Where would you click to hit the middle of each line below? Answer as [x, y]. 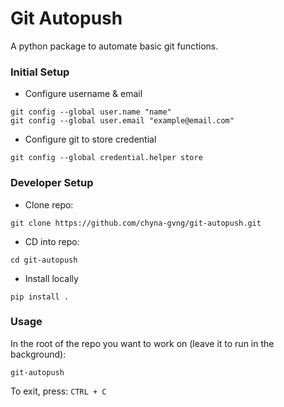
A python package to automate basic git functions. [114, 46]
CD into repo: [52, 241]
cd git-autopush [44, 260]
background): [38, 354]
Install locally [51, 278]
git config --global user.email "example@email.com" [122, 121]
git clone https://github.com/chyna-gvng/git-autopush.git [136, 223]
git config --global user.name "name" [91, 112]
